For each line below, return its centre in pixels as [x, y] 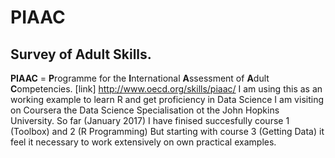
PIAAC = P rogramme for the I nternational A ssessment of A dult [140, 78]
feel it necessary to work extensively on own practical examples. [143, 142]
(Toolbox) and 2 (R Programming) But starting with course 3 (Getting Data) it [167, 131]
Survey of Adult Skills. [81, 54]
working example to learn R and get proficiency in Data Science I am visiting [167, 99]
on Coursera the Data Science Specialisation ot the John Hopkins [145, 110]
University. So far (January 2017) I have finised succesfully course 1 [150, 120]
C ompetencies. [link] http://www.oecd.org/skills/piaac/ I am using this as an [166, 89]
